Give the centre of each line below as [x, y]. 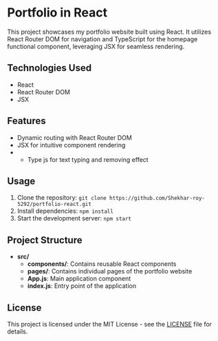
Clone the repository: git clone [62, 198]
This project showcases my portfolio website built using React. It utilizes [109, 32]
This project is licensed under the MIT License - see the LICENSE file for [109, 324]
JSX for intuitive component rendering [71, 145]
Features [26, 121]
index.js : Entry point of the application [81, 286]
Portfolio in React [57, 13]
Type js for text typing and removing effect [88, 159]
